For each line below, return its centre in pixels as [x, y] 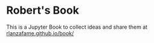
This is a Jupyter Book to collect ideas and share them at [77, 27]
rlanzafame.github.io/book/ [40, 33]
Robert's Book [43, 10]
